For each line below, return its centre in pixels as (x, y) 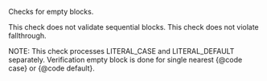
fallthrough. (27, 36)
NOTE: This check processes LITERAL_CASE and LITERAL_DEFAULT (121, 51)
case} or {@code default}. (51, 68)
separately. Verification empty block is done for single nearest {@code (125, 60)
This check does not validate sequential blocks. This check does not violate (133, 27)
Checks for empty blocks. (51, 12)
